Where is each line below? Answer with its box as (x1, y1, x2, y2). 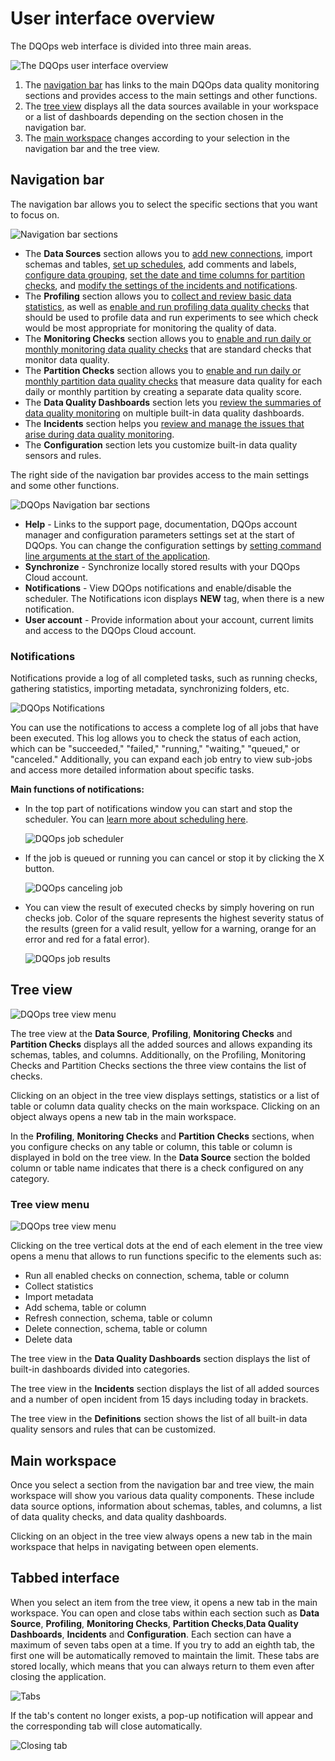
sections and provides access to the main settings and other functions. (24, 89, 318, 101)
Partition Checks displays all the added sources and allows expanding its (10, 1038, 313, 1050)
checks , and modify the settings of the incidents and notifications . (24, 279, 298, 291)
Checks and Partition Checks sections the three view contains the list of (10, 1059, 307, 1071)
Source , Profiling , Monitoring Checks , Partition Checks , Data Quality (10, 1617, 299, 1629)
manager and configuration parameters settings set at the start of (24, 528, 295, 541)
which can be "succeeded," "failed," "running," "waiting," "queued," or (10, 743, 300, 755)
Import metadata (24, 1291, 94, 1303)
